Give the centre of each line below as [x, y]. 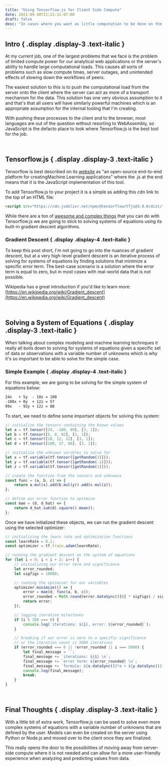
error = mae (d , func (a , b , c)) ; [57, 592]
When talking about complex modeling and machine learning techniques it [82, 342]
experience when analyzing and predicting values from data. [67, 758]
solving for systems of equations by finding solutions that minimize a [76, 261]
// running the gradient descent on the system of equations [70, 555]
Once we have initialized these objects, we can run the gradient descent [79, 522]
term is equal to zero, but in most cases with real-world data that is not [78, 272]
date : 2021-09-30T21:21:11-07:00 [40, 15]
